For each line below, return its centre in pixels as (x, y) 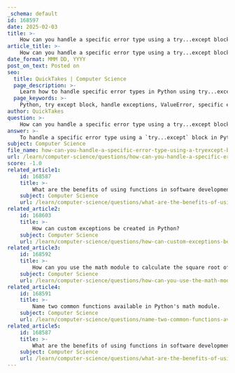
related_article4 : (34, 287)
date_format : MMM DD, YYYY (47, 59)
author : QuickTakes (36, 111)
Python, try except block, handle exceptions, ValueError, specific (122, 105)
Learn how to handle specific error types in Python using (108, 92)
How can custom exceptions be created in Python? (106, 228)
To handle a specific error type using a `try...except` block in (119, 137)
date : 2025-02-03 (33, 27)
